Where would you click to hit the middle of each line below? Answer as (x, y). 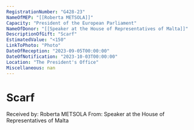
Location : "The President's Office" (52, 62)
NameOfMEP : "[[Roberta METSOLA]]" (50, 17)
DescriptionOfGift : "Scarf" (42, 34)
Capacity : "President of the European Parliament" (72, 23)
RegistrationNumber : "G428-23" (46, 12)
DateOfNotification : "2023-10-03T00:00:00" (62, 57)
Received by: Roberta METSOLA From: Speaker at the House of (85, 114)
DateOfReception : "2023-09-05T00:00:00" (58, 51)
